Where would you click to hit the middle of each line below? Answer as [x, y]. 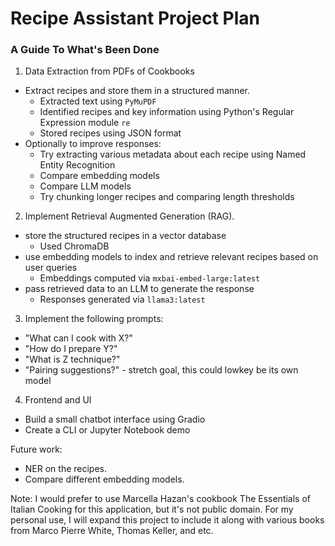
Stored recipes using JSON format [110, 133]
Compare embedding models [99, 176]
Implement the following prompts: [94, 319]
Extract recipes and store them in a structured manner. [137, 91]
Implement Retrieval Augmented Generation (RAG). [129, 216]
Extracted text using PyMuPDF [98, 101]
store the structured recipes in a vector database [125, 236]
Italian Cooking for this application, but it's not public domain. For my [152, 509]
